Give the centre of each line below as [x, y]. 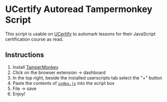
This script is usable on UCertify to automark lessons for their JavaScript [80, 34]
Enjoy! [19, 93]
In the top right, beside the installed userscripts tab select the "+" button [87, 78]
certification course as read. [34, 39]
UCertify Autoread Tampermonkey [79, 9]
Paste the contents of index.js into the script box [63, 83]
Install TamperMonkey [35, 67]
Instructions [25, 55]
